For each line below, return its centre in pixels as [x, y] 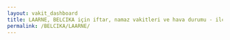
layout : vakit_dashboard [42, 13]
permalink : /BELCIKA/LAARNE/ [49, 26]
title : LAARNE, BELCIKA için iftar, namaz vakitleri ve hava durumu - [110, 20]
